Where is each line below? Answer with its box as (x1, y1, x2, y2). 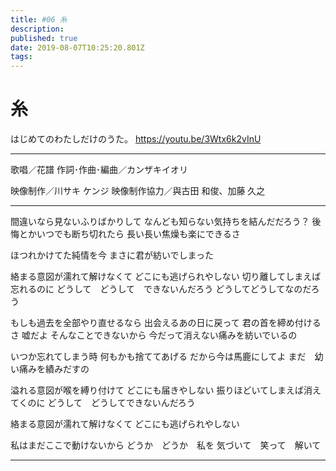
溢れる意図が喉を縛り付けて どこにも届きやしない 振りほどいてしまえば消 (10, 384, 313, 396)
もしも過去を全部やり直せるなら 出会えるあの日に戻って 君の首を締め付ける (10, 317, 322, 329)
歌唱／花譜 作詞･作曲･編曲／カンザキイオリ (10, 164, 188, 176)
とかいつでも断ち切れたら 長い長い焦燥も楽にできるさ (18, 228, 241, 240)
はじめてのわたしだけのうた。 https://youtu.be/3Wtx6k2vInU (10, 133, 262, 145)
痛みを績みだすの (18, 363, 90, 375)
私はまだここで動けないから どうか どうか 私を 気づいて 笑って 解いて (10, 439, 322, 451)
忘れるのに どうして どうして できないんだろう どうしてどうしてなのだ (10, 283, 312, 295)
